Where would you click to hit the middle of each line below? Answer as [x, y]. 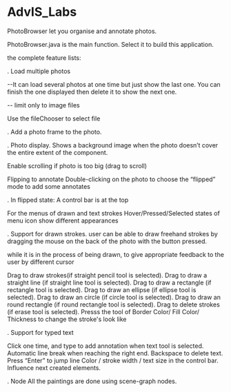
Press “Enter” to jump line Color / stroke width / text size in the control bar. [113, 360]
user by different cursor [41, 262]
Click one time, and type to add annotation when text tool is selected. [106, 346]
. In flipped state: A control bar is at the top [68, 200]
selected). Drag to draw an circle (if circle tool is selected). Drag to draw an [114, 297]
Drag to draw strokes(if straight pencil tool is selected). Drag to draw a [107, 275]
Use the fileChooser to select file [54, 118]
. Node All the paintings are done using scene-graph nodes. [92, 381]
